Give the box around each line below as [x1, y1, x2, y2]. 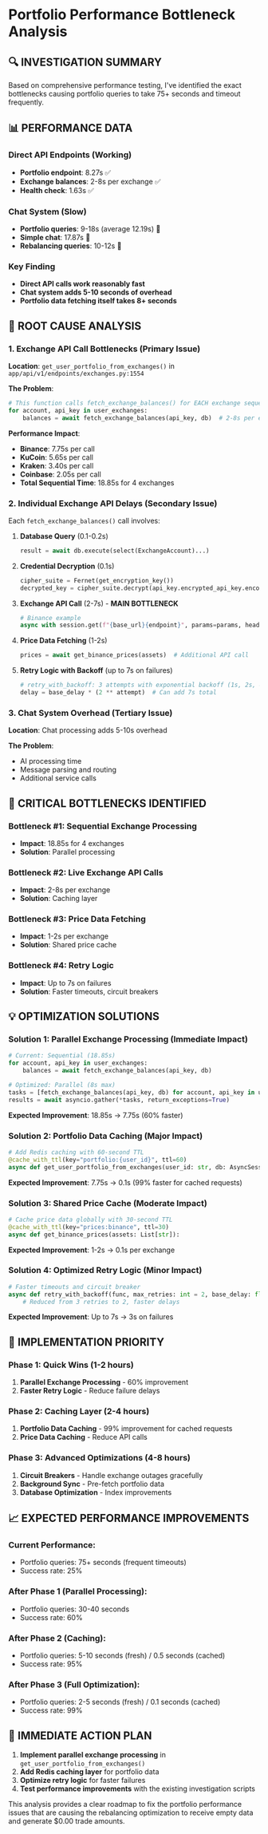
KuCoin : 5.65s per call [19, 453, 94, 462]
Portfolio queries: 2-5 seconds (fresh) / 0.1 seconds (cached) [19, 1698, 221, 1707]
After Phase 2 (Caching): [8, 1632, 106, 1643]
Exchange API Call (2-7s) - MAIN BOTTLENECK [19, 599, 179, 608]
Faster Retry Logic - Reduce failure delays [19, 1386, 160, 1396]
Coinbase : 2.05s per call [19, 469, 101, 479]
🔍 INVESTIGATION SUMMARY [8, 55, 162, 69]
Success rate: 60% [19, 1612, 83, 1622]
